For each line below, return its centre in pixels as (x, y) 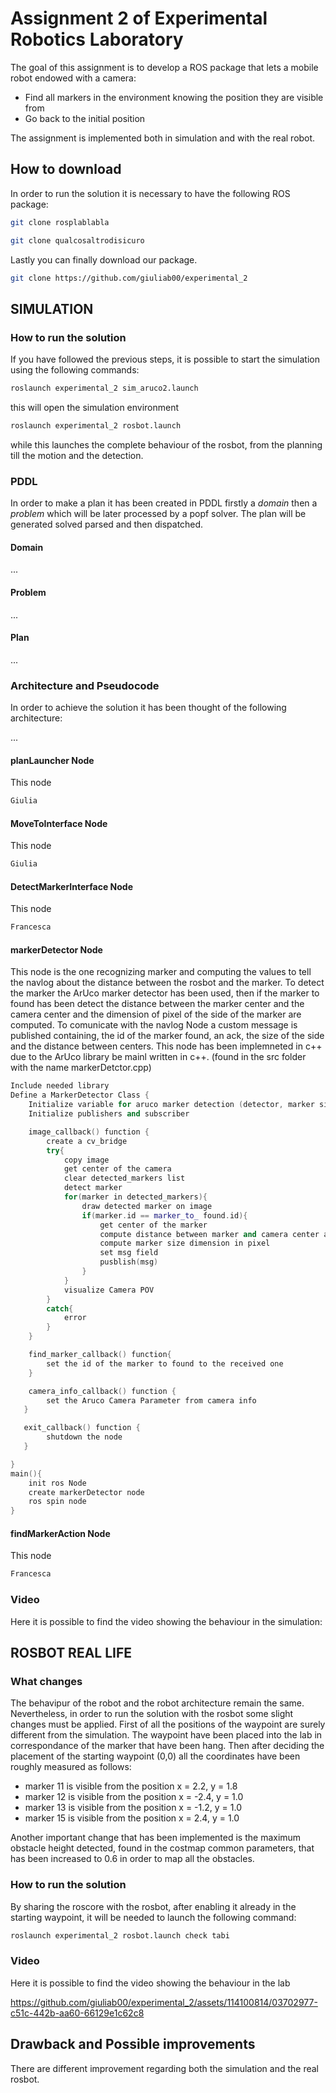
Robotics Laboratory (97, 39)
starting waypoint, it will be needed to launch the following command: (153, 1917)
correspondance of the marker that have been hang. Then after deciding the (167, 1746)
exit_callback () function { (82, 1428)
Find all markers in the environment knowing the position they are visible (174, 97)
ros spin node (57, 1502)
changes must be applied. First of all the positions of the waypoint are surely (168, 1724)
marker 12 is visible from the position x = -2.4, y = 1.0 (134, 1797)
